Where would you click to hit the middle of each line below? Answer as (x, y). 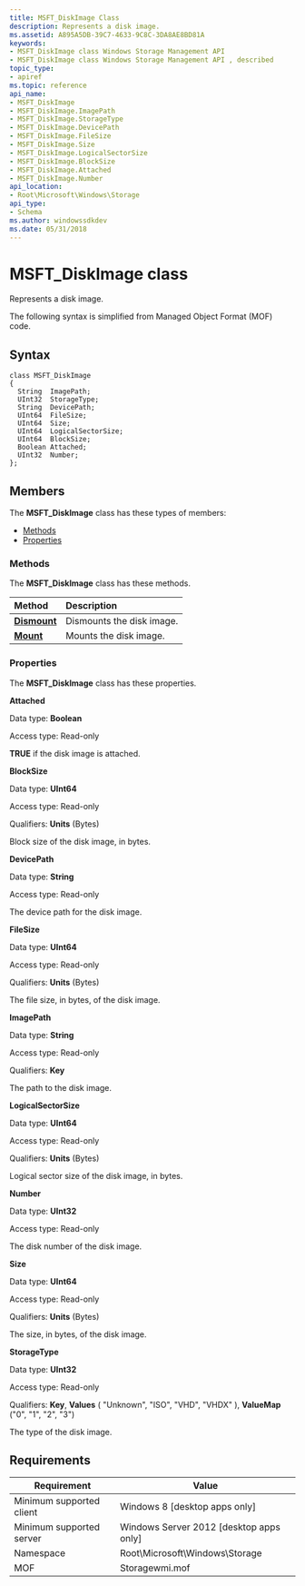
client (26, 1512)
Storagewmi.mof (155, 1568)
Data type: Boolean (46, 718)
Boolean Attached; (53, 447)
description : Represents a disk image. (85, 26)
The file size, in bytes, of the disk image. (85, 999)
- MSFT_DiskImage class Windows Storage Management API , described (142, 60)
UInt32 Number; (48, 455)
